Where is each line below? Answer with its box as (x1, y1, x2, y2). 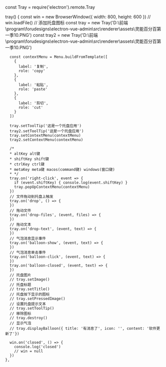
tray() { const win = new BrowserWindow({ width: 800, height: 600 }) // (5, 14, 151, 19)
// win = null (14, 349, 43, 354)
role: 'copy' (18, 69, 46, 73)
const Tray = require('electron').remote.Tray (5, 4, 95, 10)
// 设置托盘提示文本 (9, 301, 46, 306)
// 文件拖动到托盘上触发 (9, 194, 54, 199)
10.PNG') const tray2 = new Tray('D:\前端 (13, 32, 98, 38)
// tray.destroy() (9, 315, 48, 320)
